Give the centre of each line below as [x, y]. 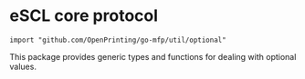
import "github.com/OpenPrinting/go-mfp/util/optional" [118, 40]
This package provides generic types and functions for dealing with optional [153, 56]
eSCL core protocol [84, 16]
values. [23, 66]
